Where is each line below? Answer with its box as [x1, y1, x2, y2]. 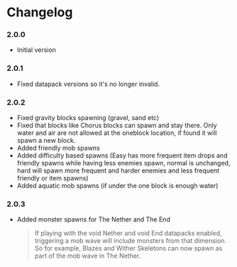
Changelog [6, 4, 73, 21]
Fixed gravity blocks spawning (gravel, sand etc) [16, 114, 160, 122]
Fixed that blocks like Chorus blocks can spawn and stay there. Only [16, 121, 217, 130]
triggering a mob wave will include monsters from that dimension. [34, 236, 226, 245]
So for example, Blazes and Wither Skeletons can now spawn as [34, 244, 223, 253]
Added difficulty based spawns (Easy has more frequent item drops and [16, 151, 228, 160]
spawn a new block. [16, 136, 76, 145]
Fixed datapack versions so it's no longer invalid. [16, 80, 160, 88]
